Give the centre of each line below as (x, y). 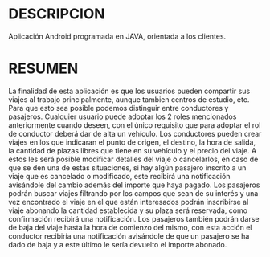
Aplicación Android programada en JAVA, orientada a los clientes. (117, 36)
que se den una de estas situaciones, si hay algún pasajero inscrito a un (127, 167)
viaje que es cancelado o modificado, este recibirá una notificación (119, 176)
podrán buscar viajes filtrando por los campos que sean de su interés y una (133, 193)
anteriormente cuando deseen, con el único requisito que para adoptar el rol (135, 124)
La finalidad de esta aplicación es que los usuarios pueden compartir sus (129, 91)
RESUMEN (43, 69)
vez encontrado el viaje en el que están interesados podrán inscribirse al (129, 202)
